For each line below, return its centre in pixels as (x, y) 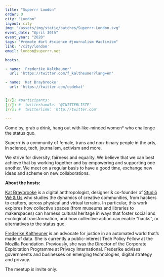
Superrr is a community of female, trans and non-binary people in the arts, (81, 142)
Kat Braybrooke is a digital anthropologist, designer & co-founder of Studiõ (81, 192)
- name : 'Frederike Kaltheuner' (38, 69)
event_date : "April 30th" (32, 33)
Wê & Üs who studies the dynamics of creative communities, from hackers (81, 198)
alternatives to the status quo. (35, 224)
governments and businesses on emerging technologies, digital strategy (79, 254)
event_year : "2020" (25, 38)
